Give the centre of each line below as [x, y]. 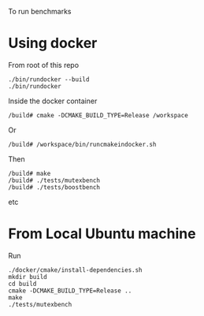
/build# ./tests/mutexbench [54, 180]
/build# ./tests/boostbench [54, 187]
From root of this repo [44, 65]
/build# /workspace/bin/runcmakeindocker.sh [82, 144]
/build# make [30, 173]
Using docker [53, 43]
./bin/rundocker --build [49, 79]
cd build [22, 284]
